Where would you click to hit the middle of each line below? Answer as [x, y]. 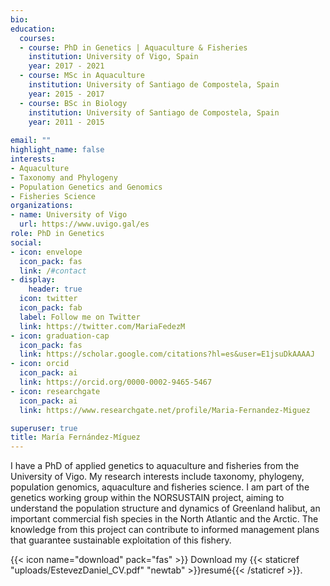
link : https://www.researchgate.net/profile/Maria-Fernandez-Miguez [165, 410]
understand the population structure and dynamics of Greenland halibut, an [165, 508]
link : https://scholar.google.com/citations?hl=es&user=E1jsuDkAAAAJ [167, 354]
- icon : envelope [46, 252]
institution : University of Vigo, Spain [113, 57]
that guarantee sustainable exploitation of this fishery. [121, 540]
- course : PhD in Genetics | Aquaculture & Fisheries [133, 47]
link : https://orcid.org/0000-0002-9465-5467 [116, 382]
